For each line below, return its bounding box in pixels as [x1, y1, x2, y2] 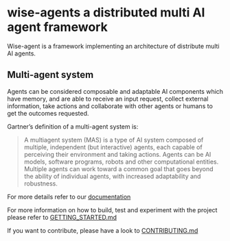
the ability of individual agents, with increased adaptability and [23, 172, 201, 180]
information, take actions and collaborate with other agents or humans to [7, 101, 213, 110]
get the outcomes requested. [7, 109, 89, 117]
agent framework [7, 19, 108, 35]
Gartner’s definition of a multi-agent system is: [7, 122, 139, 131]
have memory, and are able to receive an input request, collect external [7, 94, 209, 103]
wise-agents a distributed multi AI [7, 5, 205, 21]
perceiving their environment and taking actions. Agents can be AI [23, 150, 211, 158]
